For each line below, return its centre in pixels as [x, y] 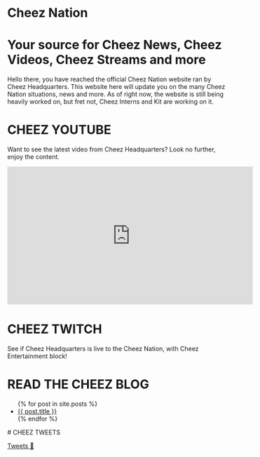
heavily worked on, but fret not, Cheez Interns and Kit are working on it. [110, 102]
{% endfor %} [37, 418]
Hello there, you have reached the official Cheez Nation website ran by [109, 79]
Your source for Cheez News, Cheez [115, 45]
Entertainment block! [37, 356]
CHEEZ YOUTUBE [59, 130]
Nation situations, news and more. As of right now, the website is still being [116, 94]
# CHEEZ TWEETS [34, 432]
